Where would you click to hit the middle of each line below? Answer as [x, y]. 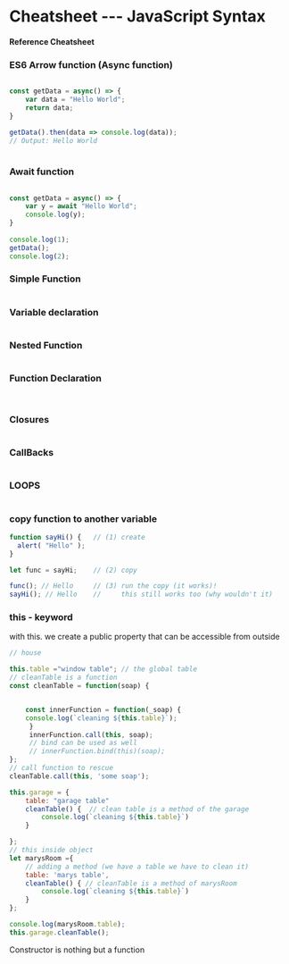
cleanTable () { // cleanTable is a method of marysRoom [132, 883]
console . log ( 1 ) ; [39, 239]
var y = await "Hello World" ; [82, 206]
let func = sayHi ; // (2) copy [74, 570]
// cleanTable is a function [63, 678]
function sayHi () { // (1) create [77, 537]
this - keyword [41, 617]
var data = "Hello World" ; [75, 99]
